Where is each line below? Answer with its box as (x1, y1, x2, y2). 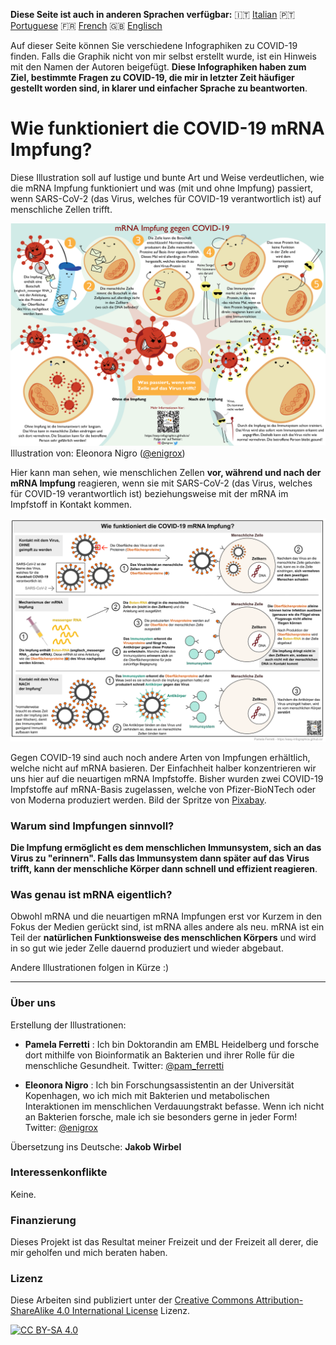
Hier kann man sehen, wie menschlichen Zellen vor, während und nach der (10, 467, 322, 479)
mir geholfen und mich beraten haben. (10, 1247, 168, 1259)
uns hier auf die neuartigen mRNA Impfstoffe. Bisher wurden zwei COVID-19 (10, 772, 324, 784)
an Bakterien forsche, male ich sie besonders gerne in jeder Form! (24, 1110, 298, 1123)
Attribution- (255, 1294, 304, 1306)
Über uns (10, 996, 57, 1010)
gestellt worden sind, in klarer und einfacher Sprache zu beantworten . (10, 82, 308, 94)
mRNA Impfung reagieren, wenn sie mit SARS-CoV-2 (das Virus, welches (10, 477, 313, 489)
